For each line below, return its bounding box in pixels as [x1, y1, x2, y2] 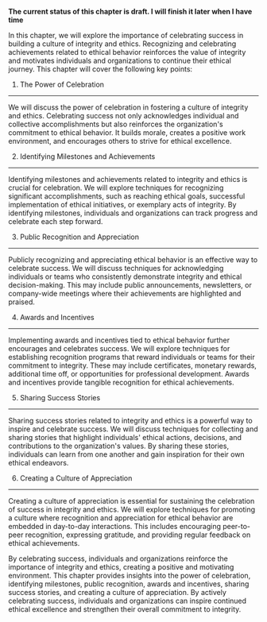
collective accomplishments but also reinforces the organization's [8, 119, 224, 129]
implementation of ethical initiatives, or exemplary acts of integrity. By [8, 200, 237, 209]
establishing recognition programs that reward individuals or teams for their [8, 353, 256, 361]
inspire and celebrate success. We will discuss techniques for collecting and [8, 424, 258, 434]
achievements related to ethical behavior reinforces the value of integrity [8, 48, 246, 56]
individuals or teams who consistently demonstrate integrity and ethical [8, 272, 242, 281]
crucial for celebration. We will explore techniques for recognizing [8, 183, 224, 192]
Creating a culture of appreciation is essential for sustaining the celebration [8, 496, 255, 505]
